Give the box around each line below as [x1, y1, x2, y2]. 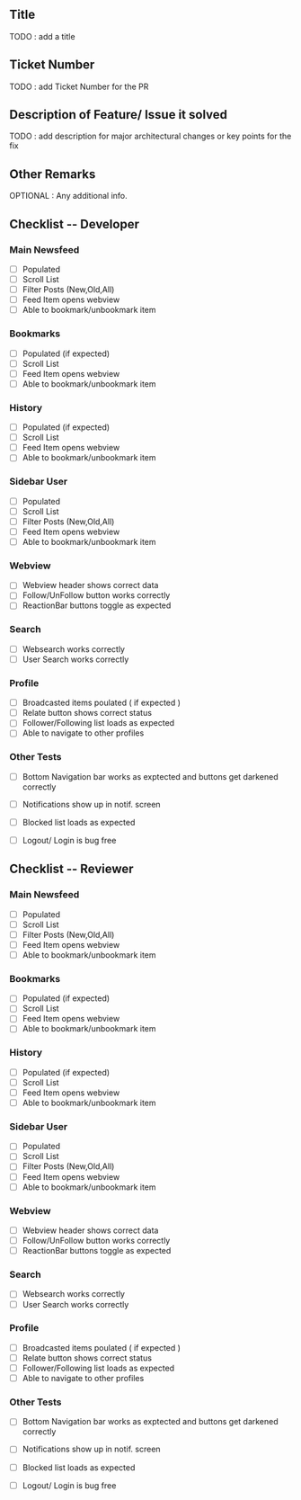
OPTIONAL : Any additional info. [9, 191, 128, 201]
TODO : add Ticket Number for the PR [9, 81, 149, 92]
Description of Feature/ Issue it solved [9, 107, 227, 122]
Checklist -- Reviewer [9, 862, 134, 877]
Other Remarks [9, 166, 96, 182]
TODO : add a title [9, 31, 75, 41]
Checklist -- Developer [9, 216, 139, 232]
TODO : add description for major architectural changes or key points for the [9, 130, 292, 142]
